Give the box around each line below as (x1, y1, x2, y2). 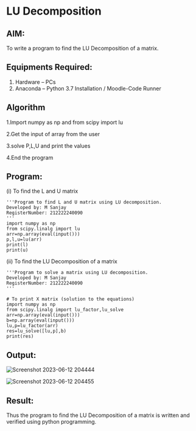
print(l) (6, 242, 29, 248)
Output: (6, 350, 37, 360)
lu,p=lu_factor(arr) (6, 323, 59, 329)
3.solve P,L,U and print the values (6, 142, 91, 150)
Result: (6, 395, 34, 405)
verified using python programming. (6, 418, 97, 426)
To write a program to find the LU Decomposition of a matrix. (6, 44, 159, 52)
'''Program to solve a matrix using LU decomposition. (6, 269, 149, 276)
